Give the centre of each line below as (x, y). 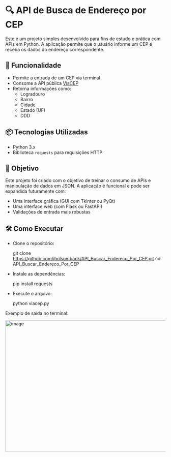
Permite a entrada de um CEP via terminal (56, 78)
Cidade (28, 105)
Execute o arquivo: (32, 294)
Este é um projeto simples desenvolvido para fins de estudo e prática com (83, 39)
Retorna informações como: (42, 88)
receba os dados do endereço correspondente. (55, 49)
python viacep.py (31, 303)
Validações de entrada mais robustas (51, 212)
